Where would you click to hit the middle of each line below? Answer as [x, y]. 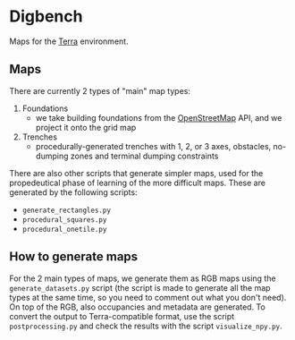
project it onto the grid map [86, 127]
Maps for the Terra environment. [69, 41]
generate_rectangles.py [67, 210]
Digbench [46, 17]
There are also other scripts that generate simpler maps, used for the [136, 173]
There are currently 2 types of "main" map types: [100, 90]
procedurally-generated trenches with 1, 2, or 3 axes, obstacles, [153, 146]
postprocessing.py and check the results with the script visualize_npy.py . [146, 326]
